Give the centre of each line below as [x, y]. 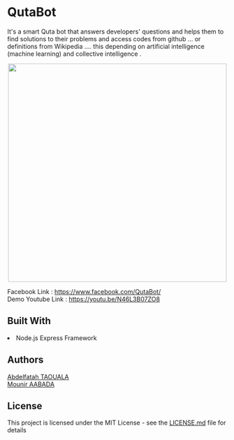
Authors [25, 360]
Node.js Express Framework [57, 338]
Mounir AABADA [31, 384]
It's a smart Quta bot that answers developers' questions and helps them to [116, 31]
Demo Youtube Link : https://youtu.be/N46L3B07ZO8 [84, 299]
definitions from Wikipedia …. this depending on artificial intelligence [106, 46]
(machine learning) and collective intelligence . [74, 54]
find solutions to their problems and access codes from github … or [104, 38]
